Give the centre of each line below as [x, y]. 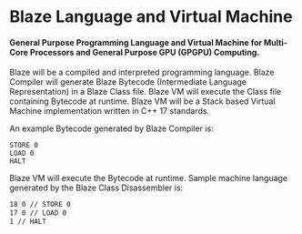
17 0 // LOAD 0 [38, 213]
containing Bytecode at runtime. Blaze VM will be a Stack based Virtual [142, 101]
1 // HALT [28, 222]
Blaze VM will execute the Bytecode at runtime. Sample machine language [149, 178]
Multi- [276, 42]
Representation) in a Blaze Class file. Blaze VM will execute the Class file [146, 92]
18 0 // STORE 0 [40, 205]
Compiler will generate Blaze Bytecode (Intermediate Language [128, 82]
